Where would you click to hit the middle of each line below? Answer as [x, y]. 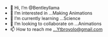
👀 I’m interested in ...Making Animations [51, 13]
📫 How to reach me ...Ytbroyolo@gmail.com [56, 29]
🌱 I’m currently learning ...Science [45, 18]
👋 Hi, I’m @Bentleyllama [35, 8]
